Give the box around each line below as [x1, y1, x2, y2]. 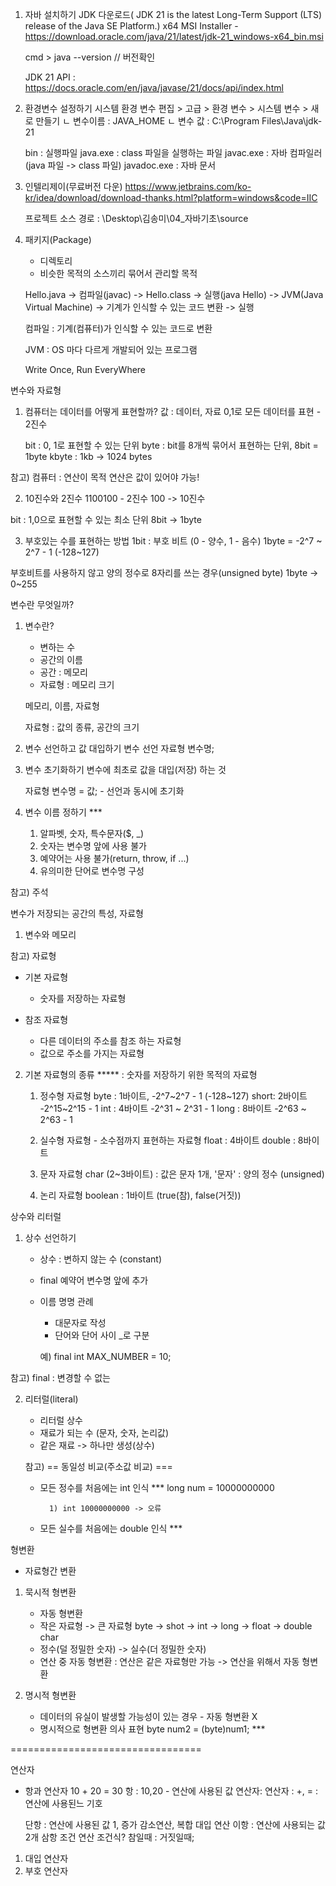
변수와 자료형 [10, 384, 62, 396]
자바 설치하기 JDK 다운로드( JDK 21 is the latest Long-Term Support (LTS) [24, 9, 322, 20]
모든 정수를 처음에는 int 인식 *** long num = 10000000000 [39, 1482, 275, 1493]
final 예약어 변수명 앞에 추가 [39, 1274, 149, 1286]
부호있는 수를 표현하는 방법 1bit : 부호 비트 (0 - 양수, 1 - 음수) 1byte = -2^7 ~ [24, 535, 323, 547]
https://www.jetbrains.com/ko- [124, 181, 252, 192]
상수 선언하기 [24, 1232, 77, 1243]
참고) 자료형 [10, 950, 57, 962]
